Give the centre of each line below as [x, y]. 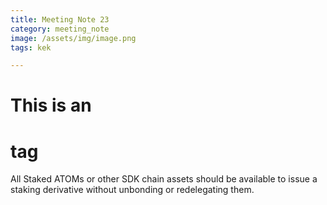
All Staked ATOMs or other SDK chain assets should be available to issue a [164, 179]
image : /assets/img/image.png [73, 38]
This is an [51, 105]
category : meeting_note [60, 29]
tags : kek [31, 47]
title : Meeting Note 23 [60, 19]
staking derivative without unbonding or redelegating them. [132, 190]
